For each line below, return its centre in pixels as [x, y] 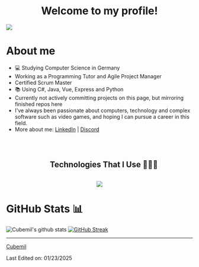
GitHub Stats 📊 [45, 209]
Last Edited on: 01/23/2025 [39, 258]
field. [21, 123]
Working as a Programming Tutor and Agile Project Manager [88, 76]
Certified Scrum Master [43, 82]
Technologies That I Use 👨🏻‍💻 [104, 165]
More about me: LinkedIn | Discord [57, 129]
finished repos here [38, 104]
